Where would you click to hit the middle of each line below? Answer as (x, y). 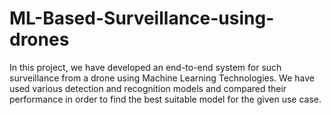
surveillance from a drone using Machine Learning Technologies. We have (162, 78)
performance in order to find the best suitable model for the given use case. (165, 99)
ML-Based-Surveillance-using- (142, 18)
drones (39, 39)
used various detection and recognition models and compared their (148, 88)
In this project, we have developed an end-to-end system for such (145, 67)
